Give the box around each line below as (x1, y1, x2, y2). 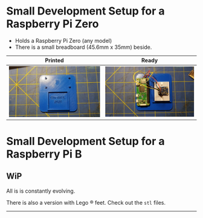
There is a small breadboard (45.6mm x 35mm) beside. (14, 43, 152, 51)
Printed (45, 57, 65, 64)
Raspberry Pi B (6, 147, 82, 161)
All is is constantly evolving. (6, 187, 76, 194)
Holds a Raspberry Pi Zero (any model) (14, 37, 112, 44)
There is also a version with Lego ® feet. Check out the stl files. (6, 199, 166, 206)
